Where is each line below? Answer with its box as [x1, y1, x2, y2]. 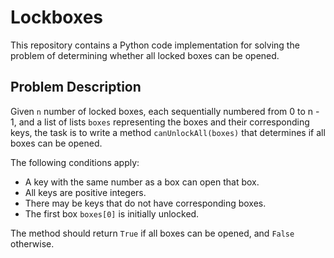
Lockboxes [10, 6, 104, 29]
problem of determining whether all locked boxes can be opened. [10, 49, 280, 61]
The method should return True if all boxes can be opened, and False [10, 227, 295, 239]
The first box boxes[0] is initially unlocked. [24, 207, 200, 220]
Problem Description [10, 79, 142, 96]
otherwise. [10, 237, 55, 250]
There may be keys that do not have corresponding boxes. [24, 197, 267, 209]
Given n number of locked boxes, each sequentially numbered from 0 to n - [10, 105, 320, 117]
